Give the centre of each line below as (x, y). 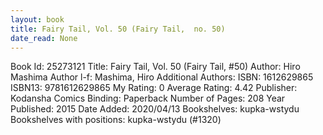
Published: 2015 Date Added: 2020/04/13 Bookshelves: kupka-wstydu (155, 109)
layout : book (37, 19)
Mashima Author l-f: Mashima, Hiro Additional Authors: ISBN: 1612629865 (162, 77)
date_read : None (44, 38)
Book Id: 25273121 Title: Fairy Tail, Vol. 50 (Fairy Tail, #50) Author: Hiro (155, 67)
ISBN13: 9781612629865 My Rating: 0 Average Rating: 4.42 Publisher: (154, 88)
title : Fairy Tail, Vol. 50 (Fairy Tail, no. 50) (118, 29)
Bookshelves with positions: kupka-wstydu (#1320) (116, 120)
